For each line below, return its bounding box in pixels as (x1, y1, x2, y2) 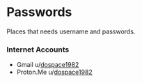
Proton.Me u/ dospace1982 (16, 68, 93, 77)
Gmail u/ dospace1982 (16, 61, 79, 69)
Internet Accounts (6, 45, 70, 54)
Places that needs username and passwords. (6, 27, 136, 36)
